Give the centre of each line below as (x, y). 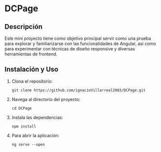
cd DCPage (22, 108)
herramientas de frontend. (31, 54)
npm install (24, 126)
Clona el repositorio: (32, 81)
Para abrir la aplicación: (35, 135)
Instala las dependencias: (37, 117)
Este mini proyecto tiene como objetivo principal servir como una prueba (78, 38)
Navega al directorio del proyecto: (46, 99)
